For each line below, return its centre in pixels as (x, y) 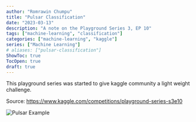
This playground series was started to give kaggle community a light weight (98, 84)
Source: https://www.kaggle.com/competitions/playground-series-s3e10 (94, 101)
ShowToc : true (24, 56)
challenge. (19, 90)
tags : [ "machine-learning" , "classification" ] (64, 34)
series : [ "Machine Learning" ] (43, 45)
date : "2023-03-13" (30, 23)
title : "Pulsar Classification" (46, 17)
